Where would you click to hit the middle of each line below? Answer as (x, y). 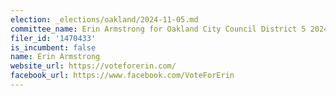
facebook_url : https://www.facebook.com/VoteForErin (122, 76)
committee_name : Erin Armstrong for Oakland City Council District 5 (158, 29)
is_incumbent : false (53, 47)
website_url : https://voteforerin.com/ (93, 66)
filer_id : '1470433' (53, 38)
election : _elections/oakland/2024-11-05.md (104, 19)
